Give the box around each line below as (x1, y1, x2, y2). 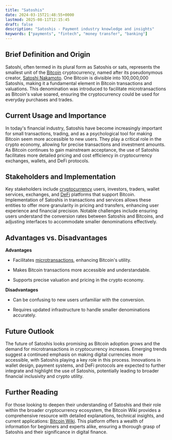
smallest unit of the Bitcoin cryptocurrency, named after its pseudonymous (5, 69, 163, 75)
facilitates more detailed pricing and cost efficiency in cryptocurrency (5, 152, 153, 158)
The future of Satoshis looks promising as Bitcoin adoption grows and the (5, 341, 160, 347)
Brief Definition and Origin (5, 50, 91, 59)
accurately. (12, 312, 37, 318)
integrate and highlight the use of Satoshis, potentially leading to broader (5, 368, 159, 374)
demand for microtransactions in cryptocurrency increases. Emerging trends (5, 346, 167, 352)
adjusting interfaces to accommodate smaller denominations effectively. (5, 219, 158, 225)
